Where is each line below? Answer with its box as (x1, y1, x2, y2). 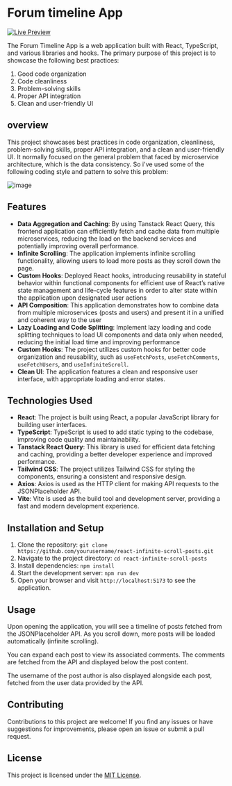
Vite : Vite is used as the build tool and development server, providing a (17, 495, 221, 503)
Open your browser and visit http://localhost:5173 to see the (17, 576, 196, 585)
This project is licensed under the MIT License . (7, 771, 142, 779)
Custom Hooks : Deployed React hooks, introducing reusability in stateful (17, 271, 226, 280)
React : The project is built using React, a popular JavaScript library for (17, 413, 219, 422)
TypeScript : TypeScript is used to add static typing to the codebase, (17, 428, 214, 436)
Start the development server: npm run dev (17, 569, 139, 577)
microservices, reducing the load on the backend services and (17, 234, 197, 243)
